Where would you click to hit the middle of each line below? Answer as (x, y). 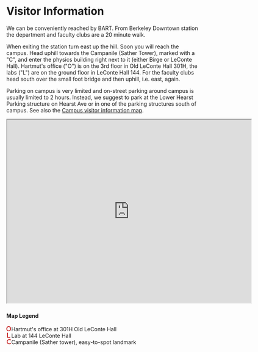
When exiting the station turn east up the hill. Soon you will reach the (93, 46)
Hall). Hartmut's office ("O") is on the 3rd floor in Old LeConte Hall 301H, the (102, 66)
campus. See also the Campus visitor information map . (75, 110)
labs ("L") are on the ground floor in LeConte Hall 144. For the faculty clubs (100, 72)
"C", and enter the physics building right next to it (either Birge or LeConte (99, 59)
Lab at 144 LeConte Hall (41, 336)
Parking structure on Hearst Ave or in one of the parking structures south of (102, 104)
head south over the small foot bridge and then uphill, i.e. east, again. (93, 79)
